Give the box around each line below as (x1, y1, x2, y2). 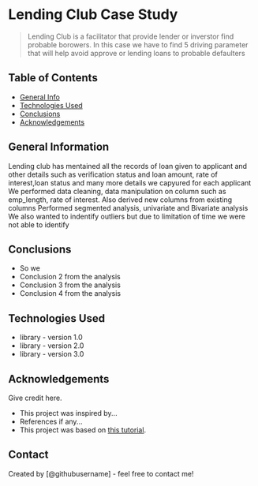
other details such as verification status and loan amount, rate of (8, 170, 219, 179)
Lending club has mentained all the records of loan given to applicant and (8, 161, 247, 170)
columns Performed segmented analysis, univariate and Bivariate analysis (8, 203, 249, 212)
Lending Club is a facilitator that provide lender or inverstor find (27, 32, 234, 41)
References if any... (19, 417, 83, 426)
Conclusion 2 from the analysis (19, 272, 121, 282)
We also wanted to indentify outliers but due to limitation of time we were (8, 211, 246, 221)
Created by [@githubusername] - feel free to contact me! (8, 469, 194, 478)
